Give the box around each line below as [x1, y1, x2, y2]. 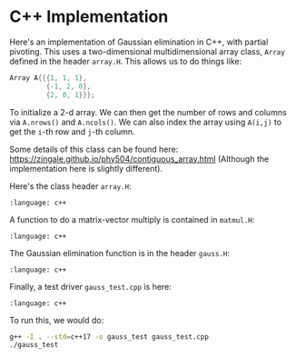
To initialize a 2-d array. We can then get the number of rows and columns [9, 106, 288, 117]
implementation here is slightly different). [9, 163, 163, 174]
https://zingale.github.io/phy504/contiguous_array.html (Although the [9, 153, 270, 164]
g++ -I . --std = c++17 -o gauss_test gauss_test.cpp [9, 332, 209, 342]
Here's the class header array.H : [9, 180, 132, 192]
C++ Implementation [9, 6, 169, 27]
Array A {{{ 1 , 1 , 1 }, [9, 73, 88, 83]
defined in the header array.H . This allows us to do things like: [9, 55, 242, 66]
